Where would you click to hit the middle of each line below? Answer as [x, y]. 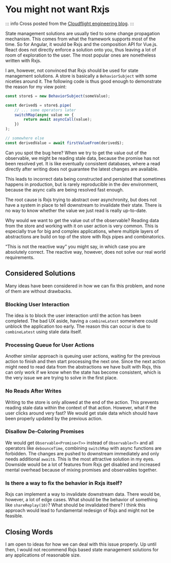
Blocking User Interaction [37, 304]
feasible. [14, 516]
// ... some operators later [45, 110]
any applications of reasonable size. [43, 555]
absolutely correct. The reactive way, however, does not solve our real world [85, 252]
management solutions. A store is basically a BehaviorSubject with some [81, 76]
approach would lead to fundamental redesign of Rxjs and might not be [80, 510]
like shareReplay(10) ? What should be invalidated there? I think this [76, 505]
